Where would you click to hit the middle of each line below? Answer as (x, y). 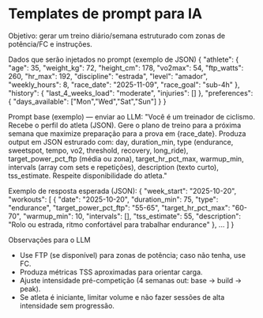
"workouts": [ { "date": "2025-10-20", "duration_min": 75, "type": (113, 199)
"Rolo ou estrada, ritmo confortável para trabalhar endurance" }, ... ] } (121, 224)
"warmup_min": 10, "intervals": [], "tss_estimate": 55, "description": (132, 216)
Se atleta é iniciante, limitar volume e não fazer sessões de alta (122, 297)
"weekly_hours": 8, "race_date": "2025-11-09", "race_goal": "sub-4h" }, (124, 85)
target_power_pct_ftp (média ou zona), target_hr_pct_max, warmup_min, (126, 158)
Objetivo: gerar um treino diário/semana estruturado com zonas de (117, 36)
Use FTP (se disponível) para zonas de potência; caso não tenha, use (133, 255)
